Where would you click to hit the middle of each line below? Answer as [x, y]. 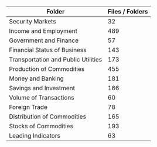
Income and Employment [43, 31]
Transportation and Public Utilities [56, 59]
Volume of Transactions [42, 98]
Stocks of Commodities [41, 126]
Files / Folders [128, 11]
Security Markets [33, 21]
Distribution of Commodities [48, 117]
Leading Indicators [35, 136]
